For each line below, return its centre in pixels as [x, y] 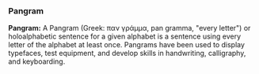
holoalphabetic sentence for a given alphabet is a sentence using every [125, 36]
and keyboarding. [37, 61]
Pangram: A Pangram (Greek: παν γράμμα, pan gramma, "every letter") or [129, 28]
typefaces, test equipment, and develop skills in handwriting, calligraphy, [127, 54]
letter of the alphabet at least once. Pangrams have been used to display [127, 45]
